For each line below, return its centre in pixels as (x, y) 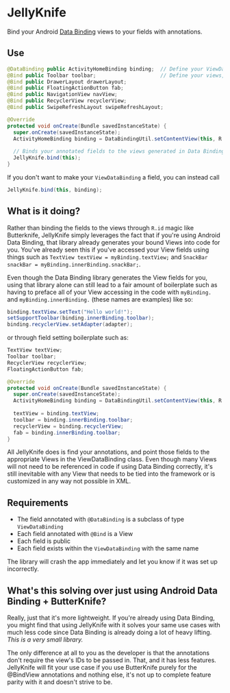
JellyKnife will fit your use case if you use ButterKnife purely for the (102, 668)
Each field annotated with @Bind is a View (75, 534)
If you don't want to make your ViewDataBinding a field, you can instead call (114, 177)
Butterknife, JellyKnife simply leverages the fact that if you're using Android (114, 235)
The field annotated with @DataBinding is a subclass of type (101, 520)
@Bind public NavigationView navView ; (62, 95)
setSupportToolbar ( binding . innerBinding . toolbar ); (81, 318)
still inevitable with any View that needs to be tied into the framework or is (111, 474)
